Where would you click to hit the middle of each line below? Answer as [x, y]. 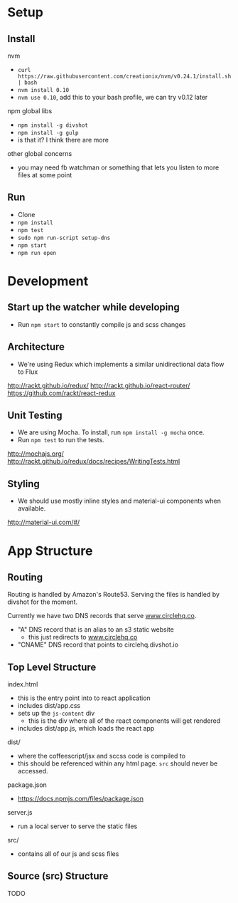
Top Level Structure [52, 667]
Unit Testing [35, 416]
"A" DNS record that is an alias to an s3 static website [96, 630]
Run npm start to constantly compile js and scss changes [102, 324]
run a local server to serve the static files [77, 826]
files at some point [45, 175]
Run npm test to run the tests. [61, 440]
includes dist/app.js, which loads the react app [86, 729]
